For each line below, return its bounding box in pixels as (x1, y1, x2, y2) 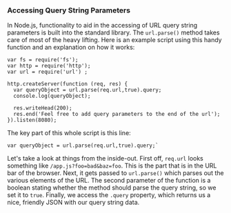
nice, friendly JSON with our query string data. (7, 199, 140, 207)
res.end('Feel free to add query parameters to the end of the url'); (13, 111, 221, 118)
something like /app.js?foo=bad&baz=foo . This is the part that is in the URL (7, 161, 217, 170)
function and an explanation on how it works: (7, 43, 135, 52)
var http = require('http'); (7, 63, 91, 70)
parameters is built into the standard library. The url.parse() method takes (7, 28, 220, 37)
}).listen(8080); (7, 116, 57, 124)
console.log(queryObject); (13, 92, 91, 100)
